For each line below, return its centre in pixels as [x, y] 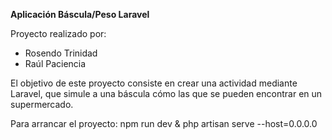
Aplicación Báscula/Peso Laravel [80, 14]
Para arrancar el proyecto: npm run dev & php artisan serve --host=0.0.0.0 [164, 123]
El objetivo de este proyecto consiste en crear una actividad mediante [154, 83]
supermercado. [42, 104]
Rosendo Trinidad [61, 53]
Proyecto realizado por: [58, 33]
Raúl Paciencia [55, 63]
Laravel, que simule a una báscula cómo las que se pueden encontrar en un [166, 93]
